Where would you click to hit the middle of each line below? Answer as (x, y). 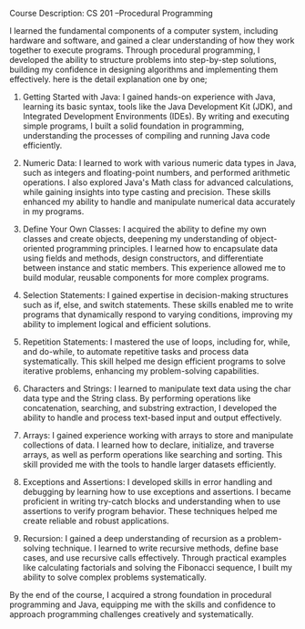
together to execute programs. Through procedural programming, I (135, 50)
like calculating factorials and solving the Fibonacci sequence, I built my (158, 567)
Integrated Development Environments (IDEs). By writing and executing (156, 116)
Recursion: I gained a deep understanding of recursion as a (134, 538)
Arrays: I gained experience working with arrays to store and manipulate (158, 435)
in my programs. (53, 211)
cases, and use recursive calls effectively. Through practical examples (154, 558)
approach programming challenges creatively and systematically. (132, 614)
